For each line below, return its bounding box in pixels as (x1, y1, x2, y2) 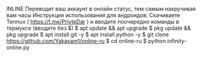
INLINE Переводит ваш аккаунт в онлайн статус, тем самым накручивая (6, 5, 196, 12)
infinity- (167, 38, 187, 44)
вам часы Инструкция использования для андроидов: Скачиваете (6, 12, 181, 19)
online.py (6, 44, 30, 51)
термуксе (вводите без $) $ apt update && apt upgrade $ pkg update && (6, 24, 191, 32)
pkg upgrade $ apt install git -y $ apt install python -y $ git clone (6, 31, 170, 38)
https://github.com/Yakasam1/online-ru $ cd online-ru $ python (6, 38, 166, 44)
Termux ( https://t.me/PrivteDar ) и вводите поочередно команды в (6, 18, 179, 25)
